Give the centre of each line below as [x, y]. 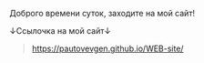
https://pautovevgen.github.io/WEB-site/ [107, 48]
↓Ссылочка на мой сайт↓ [60, 31]
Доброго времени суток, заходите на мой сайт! [102, 13]
